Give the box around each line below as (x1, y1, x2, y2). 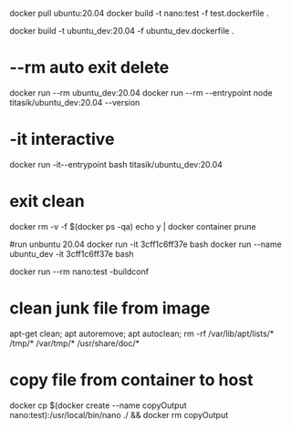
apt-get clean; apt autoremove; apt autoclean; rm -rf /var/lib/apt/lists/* (9, 328, 275, 339)
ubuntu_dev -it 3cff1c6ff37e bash (9, 248, 134, 259)
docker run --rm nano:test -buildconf (9, 266, 149, 277)
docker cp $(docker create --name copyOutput (9, 400, 187, 411)
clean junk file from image (9, 298, 211, 318)
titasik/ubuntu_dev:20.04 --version (9, 97, 140, 107)
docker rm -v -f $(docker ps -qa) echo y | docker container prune (9, 220, 257, 231)
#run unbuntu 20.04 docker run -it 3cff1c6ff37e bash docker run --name (9, 239, 283, 250)
